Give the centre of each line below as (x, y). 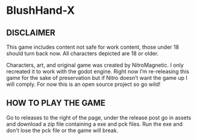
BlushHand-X (41, 11)
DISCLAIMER (31, 33)
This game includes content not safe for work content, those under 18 (93, 47)
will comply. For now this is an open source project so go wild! (83, 84)
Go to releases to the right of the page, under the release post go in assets (99, 117)
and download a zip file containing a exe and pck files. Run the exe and (94, 124)
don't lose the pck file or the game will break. (62, 130)
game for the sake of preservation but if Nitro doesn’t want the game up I (97, 78)
